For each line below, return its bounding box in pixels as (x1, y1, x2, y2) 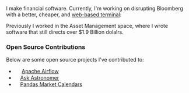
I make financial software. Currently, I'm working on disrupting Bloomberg (6, 5, 184, 12)
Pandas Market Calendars (20, 81, 83, 88)
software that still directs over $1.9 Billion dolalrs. (6, 28, 124, 35)
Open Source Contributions (6, 43, 86, 51)
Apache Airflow (21, 68, 60, 75)
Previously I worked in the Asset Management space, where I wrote (6, 23, 168, 29)
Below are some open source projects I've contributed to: (6, 56, 144, 63)
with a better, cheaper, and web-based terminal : (6, 11, 122, 18)
